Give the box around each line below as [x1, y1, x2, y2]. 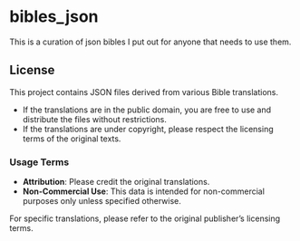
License [9, 63, 55, 78]
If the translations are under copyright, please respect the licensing [22, 123, 274, 134]
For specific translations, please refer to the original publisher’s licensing [9, 213, 281, 224]
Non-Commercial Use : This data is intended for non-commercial [22, 186, 266, 197]
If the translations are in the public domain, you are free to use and [22, 104, 272, 115]
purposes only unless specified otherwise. [22, 196, 181, 207]
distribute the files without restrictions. [22, 113, 168, 124]
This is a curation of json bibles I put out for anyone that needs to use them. [9, 36, 292, 47]
